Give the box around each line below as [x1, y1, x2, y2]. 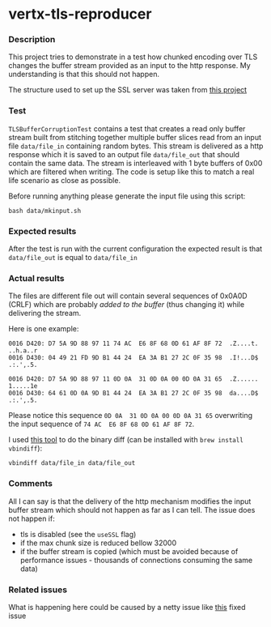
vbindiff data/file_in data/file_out [8, 459, 136, 467]
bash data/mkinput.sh [8, 207, 82, 215]
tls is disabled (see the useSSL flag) [19, 529, 137, 539]
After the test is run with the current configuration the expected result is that [8, 244, 263, 254]
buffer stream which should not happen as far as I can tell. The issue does [8, 505, 256, 514]
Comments [8, 478, 53, 489]
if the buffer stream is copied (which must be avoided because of [19, 546, 239, 556]
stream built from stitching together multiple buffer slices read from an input [8, 132, 261, 142]
